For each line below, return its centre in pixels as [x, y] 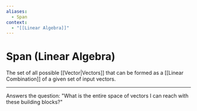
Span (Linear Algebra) [61, 57]
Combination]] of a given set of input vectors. [61, 79]
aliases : [17, 11]
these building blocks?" [35, 102]
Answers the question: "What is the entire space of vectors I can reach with [97, 96]
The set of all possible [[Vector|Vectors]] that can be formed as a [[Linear [95, 73]
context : [17, 22]
